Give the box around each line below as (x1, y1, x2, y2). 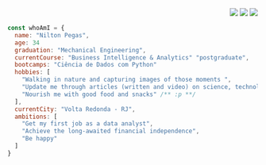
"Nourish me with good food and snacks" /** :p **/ (21, 90, 196, 98)
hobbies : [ (14, 68, 51, 76)
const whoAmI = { (7, 24, 65, 32)
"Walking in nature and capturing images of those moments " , (21, 75, 232, 84)
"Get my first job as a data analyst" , (21, 120, 154, 128)
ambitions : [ (14, 113, 58, 121)
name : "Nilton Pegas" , (14, 31, 90, 39)
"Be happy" (21, 135, 58, 143)
